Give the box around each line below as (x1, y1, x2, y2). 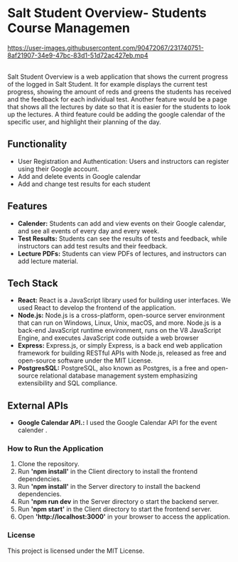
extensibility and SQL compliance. (17, 379, 118, 387)
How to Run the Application (7, 443, 104, 453)
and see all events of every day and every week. (17, 226, 160, 235)
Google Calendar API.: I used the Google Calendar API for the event (17, 419, 217, 427)
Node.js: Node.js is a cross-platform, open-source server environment (17, 311, 225, 320)
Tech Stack (7, 277, 58, 289)
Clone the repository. (17, 460, 80, 468)
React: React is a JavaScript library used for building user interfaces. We (17, 296, 231, 304)
